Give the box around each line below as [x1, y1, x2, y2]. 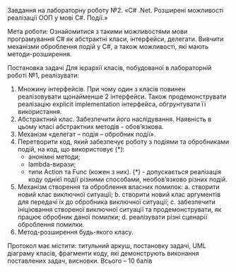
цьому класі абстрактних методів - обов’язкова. [17, 123, 164, 130]
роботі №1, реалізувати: [7, 71, 80, 79]
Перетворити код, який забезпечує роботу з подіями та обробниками [17, 137, 230, 146]
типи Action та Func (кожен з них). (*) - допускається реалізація [28, 168, 221, 176]
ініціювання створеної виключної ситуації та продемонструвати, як [17, 205, 222, 213]
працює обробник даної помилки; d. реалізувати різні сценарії [17, 212, 208, 221]
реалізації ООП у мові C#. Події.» [7, 13, 108, 22]
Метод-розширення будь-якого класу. [17, 228, 134, 236]
